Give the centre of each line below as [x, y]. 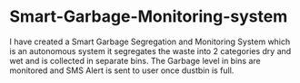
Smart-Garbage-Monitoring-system [149, 17]
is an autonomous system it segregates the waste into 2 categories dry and [150, 51]
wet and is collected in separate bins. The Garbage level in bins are [135, 60]
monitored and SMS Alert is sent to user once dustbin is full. [122, 70]
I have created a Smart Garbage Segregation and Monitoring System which [150, 41]
